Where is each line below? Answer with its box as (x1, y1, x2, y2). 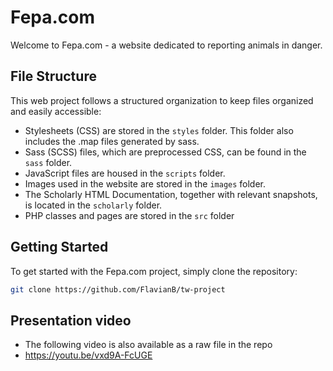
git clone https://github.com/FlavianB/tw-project (10, 284, 226, 295)
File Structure (10, 68, 97, 85)
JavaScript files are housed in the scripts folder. (24, 167, 226, 179)
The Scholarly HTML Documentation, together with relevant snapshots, (24, 188, 318, 200)
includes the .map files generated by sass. (24, 135, 200, 147)
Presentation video (10, 312, 132, 329)
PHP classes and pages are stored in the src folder (24, 209, 235, 221)
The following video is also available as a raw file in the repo (24, 339, 273, 351)
